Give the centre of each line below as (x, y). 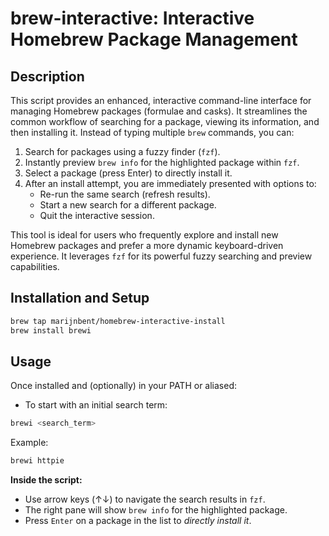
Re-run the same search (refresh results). (125, 194)
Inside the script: (46, 480)
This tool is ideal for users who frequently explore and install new (144, 235)
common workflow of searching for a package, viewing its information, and (165, 121)
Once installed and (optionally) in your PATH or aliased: (124, 386)
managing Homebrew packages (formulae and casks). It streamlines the (159, 111)
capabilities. (35, 266)
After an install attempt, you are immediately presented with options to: (170, 183)
